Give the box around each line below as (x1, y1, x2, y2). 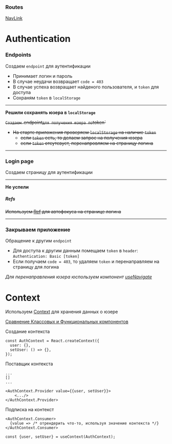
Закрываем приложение (5, 226, 71, 233)
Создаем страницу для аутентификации (5, 169, 93, 175)
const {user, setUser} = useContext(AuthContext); (5, 434, 116, 439)
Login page (5, 158, 34, 165)
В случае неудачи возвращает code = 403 (12, 78, 104, 84)
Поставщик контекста (5, 361, 53, 367)
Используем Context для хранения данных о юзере (5, 308, 118, 315)
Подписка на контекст (5, 407, 54, 413)
